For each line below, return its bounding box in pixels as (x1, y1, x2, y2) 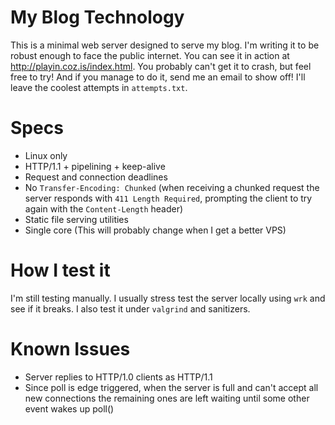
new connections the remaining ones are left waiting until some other (24, 392, 310, 404)
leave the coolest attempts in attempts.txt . (10, 81, 188, 93)
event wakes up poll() (24, 402, 115, 415)
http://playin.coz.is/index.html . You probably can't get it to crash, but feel (10, 60, 312, 72)
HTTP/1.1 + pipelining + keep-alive (24, 160, 166, 172)
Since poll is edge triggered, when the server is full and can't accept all (24, 381, 319, 393)
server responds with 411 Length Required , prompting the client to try (24, 192, 313, 204)
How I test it (10, 259, 111, 282)
